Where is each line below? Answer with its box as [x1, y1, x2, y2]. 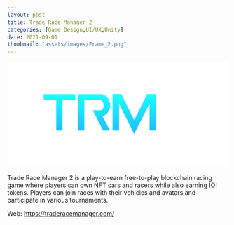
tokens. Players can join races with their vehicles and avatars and [7, 189, 196, 197]
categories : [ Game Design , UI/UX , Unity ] [7, 26, 124, 33]
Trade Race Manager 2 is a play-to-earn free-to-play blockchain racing [7, 174, 212, 182]
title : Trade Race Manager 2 [7, 18, 92, 26]
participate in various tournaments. [7, 196, 109, 205]
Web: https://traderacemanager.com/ [7, 210, 115, 218]
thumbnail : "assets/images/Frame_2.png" [7, 41, 128, 48]
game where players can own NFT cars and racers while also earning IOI [7, 181, 217, 189]
